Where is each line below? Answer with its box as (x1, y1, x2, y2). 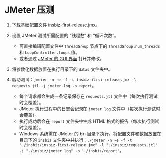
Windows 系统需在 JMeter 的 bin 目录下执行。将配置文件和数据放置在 (19, 130, 162, 137)
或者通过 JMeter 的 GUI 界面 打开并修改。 (19, 55, 105, 61)
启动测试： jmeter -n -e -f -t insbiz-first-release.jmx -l (11, 77, 137, 82)
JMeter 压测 (4, 4, 55, 16)
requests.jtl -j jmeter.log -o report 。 (11, 82, 97, 88)
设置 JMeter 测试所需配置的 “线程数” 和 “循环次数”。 (11, 32, 119, 38)
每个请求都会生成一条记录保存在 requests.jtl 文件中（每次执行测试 (19, 93, 158, 99)
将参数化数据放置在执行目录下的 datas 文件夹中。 (11, 66, 113, 72)
